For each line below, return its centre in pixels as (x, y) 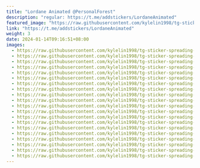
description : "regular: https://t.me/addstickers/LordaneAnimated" (92, 17)
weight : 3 (18, 34)
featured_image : (26, 23)
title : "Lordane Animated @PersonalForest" (61, 12)
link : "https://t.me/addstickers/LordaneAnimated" (70, 28)
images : (16, 45)
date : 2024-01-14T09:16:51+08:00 (48, 39)
